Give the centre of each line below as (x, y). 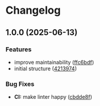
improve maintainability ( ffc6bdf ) (54, 62)
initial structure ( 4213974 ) (46, 68)
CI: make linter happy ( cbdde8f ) (53, 97)
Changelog (33, 10)
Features (19, 49)
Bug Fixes (20, 84)
